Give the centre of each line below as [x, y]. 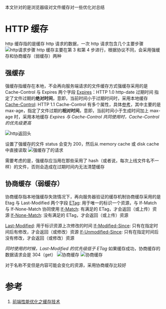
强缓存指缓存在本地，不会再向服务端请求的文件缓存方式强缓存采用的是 [77, 86]
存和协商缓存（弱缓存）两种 [33, 56]
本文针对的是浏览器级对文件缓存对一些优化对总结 [55, 7]
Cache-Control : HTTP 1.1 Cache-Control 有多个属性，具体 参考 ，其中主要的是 [83, 104]
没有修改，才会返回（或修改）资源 [40, 238]
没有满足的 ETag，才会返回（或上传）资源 [86, 215]
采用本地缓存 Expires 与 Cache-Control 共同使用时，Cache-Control [91, 116]
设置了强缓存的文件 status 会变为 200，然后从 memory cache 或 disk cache [82, 144]
